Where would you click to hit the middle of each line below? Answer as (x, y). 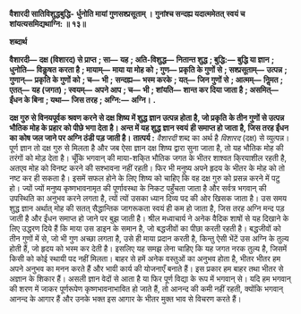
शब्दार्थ (18, 42)
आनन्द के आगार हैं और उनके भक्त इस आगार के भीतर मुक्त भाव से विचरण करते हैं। (125, 299)
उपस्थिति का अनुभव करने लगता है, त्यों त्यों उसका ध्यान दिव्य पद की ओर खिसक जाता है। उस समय (148, 198)
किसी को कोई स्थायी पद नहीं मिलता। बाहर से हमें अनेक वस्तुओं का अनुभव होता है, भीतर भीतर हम (145, 259)
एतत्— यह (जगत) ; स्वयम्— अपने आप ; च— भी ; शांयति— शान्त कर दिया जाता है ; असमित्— (144, 90)
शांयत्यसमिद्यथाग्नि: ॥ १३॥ (48, 24)
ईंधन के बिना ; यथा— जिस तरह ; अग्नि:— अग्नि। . (83, 100)
